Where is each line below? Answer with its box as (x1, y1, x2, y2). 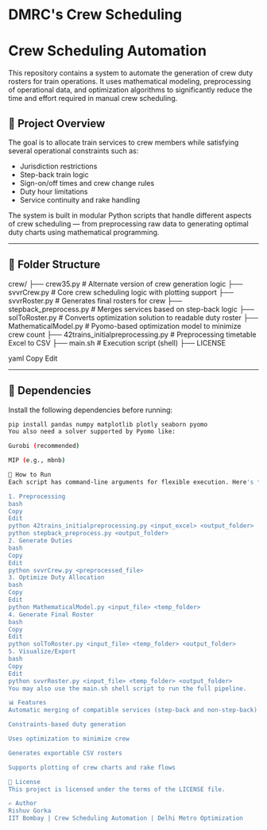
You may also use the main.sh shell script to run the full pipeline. (8, 685, 247, 693)
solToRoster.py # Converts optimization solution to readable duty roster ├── (8, 312, 258, 322)
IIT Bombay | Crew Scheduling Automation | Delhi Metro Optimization (8, 814, 244, 823)
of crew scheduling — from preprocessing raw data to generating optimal (8, 218, 249, 228)
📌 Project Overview (8, 117, 106, 130)
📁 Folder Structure (8, 258, 101, 272)
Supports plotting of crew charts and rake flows (8, 763, 176, 771)
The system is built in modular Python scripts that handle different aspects (8, 210, 252, 220)
